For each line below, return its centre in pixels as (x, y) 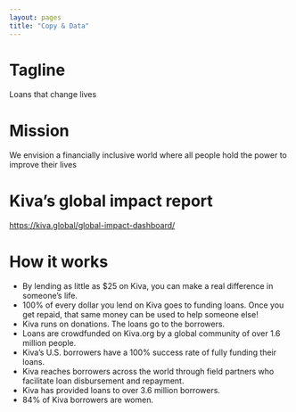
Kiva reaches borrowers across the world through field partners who (148, 372)
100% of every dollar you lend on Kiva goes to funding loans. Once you (153, 305)
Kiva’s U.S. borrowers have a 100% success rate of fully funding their (149, 352)
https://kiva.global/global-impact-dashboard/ (92, 226)
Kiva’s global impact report (111, 201)
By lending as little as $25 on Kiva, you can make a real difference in (148, 286)
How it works (59, 262)
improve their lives (43, 165)
